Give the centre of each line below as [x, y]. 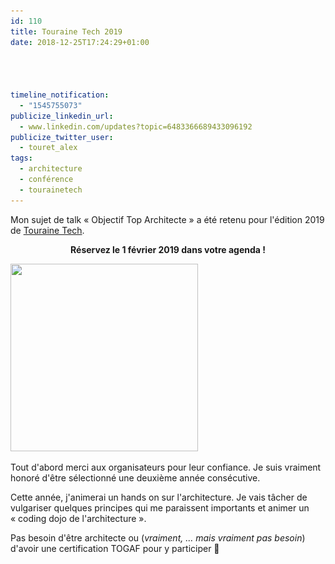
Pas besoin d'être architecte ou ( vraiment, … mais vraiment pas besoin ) [158, 537]
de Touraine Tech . [47, 230]
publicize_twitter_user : [62, 137]
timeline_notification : [60, 95]
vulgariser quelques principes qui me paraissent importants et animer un [160, 507]
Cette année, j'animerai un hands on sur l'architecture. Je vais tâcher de [159, 497]
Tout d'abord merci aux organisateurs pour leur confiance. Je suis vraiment [166, 467]
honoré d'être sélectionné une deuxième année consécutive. [135, 477]
